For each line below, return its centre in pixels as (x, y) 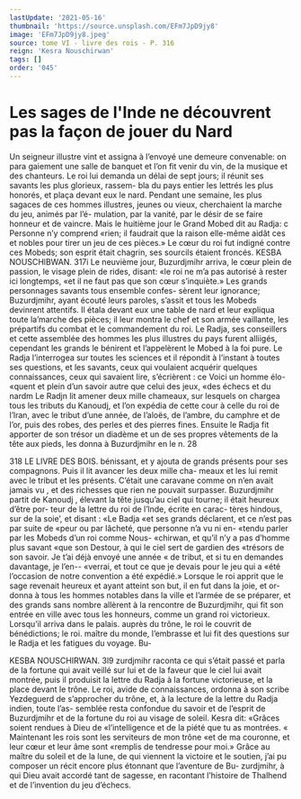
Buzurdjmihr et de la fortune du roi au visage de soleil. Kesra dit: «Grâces (145, 718)
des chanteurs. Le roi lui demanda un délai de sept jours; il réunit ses (137, 176)
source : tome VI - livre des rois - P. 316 (92, 43)
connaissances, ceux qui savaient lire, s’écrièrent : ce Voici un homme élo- (147, 377)
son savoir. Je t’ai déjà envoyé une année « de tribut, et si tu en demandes (146, 557)
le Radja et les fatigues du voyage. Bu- (80, 643)
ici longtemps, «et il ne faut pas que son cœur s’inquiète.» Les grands (138, 281)
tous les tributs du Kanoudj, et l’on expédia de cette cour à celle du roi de (145, 405)
